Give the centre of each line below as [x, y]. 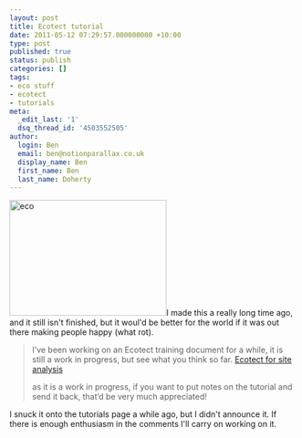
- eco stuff [32, 86]
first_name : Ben [48, 171]
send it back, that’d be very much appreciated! [119, 397]
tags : [20, 78]
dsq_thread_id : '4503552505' [73, 129]
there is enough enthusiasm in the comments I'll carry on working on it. [143, 424]
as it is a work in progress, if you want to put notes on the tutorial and [162, 387]
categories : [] [38, 69]
